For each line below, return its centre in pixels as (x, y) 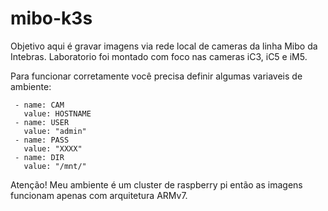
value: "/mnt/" (55, 166)
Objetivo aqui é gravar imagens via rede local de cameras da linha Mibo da (164, 46)
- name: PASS (42, 140)
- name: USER (42, 122)
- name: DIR (39, 157)
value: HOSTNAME (57, 113)
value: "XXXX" (53, 148)
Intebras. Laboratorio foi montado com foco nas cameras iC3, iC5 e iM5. (159, 56)
